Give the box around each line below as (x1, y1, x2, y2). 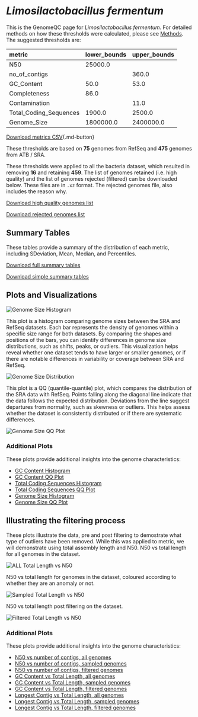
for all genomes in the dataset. (6, 550, 81, 558)
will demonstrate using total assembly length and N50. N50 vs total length (6, 544, 187, 551)
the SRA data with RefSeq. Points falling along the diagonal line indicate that (6, 390, 191, 398)
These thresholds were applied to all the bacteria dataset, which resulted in (6, 162, 190, 169)
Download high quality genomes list (6, 199, 94, 206)
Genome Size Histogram (14, 492, 75, 499)
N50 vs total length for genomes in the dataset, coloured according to (6, 573, 177, 580)
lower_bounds (85, 50, 126, 59)
